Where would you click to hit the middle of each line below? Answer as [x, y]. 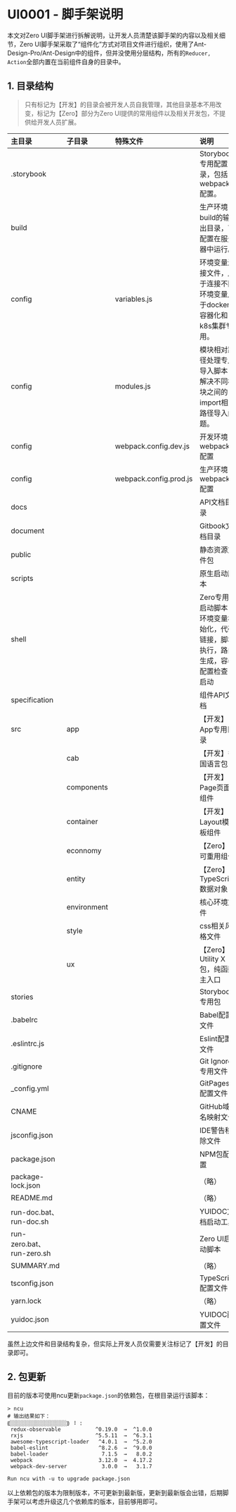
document [28, 531]
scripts [22, 578]
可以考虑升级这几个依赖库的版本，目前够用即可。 [90, 1501]
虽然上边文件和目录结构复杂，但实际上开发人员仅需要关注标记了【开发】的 [115, 1344]
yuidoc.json [30, 1319]
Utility [209, 959]
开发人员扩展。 [59, 122]
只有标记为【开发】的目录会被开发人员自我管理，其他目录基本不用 [120, 104]
